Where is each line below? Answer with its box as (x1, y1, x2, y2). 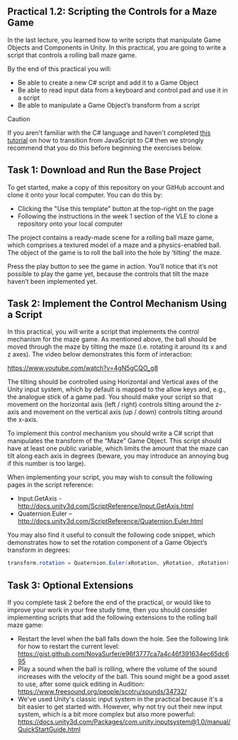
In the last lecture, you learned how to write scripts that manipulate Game (7, 36, 222, 44)
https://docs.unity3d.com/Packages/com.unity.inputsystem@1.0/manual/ (17, 717, 231, 727)
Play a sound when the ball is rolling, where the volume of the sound (17, 665, 217, 673)
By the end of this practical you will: (7, 64, 112, 73)
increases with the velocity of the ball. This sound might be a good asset (17, 673, 230, 681)
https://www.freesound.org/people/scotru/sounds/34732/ (17, 687, 187, 696)
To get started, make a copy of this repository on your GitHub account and (7, 183, 225, 191)
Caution (7, 114, 30, 123)
